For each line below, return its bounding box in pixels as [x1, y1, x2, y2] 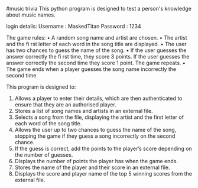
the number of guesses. [14, 151, 73, 158]
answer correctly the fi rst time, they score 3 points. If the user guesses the [6, 53, 190, 60]
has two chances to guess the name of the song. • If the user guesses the [6, 47, 187, 54]
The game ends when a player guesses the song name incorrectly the [6, 66, 176, 73]
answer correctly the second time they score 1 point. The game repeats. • [6, 59, 186, 66]
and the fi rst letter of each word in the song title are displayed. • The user [6, 41, 187, 47]
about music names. [6, 11, 56, 18]
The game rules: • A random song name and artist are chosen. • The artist [6, 34, 187, 41]
